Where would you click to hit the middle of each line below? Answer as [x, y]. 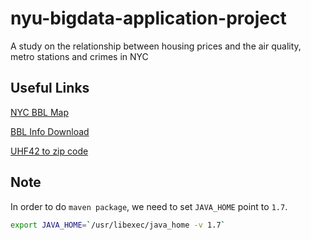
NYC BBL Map [39, 112]
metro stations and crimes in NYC [79, 56]
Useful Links [50, 88]
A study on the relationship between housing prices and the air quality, [156, 46]
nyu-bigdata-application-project [148, 18]
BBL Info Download [50, 131]
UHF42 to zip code [49, 151]
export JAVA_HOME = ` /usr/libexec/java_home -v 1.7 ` [118, 225]
